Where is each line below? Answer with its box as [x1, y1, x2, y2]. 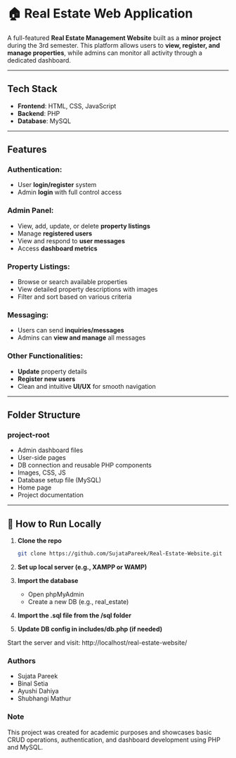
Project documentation [17, 491, 84, 499]
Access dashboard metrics [17, 244, 98, 252]
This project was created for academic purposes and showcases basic [7, 728, 212, 736]
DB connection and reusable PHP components [17, 461, 152, 470]
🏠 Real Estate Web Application [7, 6, 193, 22]
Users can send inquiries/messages [17, 326, 124, 335]
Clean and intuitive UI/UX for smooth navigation [17, 382, 157, 390]
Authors [7, 655, 37, 665]
